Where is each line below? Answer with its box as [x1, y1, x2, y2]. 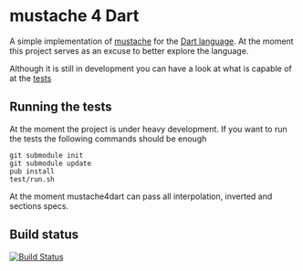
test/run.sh [9, 174, 55, 183]
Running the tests [9, 99, 112, 115]
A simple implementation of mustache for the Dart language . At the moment [9, 36, 294, 47]
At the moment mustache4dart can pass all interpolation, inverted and [9, 191, 273, 202]
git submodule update [9, 159, 92, 168]
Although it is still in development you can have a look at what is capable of [9, 63, 292, 74]
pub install [9, 166, 55, 176]
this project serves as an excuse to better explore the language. [9, 45, 249, 56]
